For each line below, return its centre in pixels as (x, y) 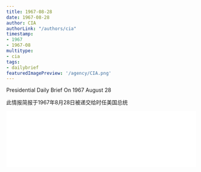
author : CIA (21, 23)
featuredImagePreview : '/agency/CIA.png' (59, 73)
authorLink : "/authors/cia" (42, 28)
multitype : (20, 51)
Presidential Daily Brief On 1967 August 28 (59, 90)
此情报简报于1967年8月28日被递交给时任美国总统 (67, 102)
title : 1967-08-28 (29, 12)
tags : (13, 62)
